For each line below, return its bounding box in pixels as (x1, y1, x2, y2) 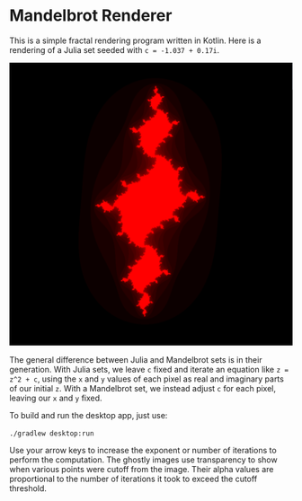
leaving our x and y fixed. (9, 392, 102, 403)
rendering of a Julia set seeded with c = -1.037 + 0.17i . (9, 44, 220, 55)
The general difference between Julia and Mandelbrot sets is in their (9, 354, 262, 365)
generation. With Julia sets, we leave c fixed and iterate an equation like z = (9, 364, 289, 374)
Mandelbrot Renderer (9, 5, 173, 26)
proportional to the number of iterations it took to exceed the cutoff (9, 473, 258, 484)
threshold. (9, 482, 48, 494)
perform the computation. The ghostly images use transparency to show (9, 454, 278, 465)
